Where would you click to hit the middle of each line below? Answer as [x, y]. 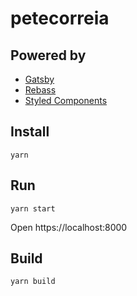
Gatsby [39, 79]
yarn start [33, 208]
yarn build [33, 282]
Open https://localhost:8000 [69, 227]
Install [30, 132]
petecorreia [60, 18]
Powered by [48, 55]
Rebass [40, 90]
